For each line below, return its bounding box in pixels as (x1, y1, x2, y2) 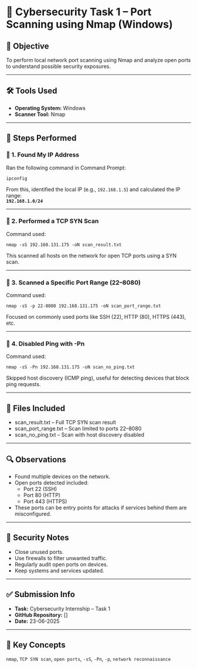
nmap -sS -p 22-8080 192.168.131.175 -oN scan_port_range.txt (6, 303, 161, 309)
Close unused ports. (14, 548, 64, 555)
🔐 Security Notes (6, 533, 69, 543)
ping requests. (6, 381, 41, 388)
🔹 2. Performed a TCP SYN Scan (6, 217, 99, 225)
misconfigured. (14, 510, 52, 517)
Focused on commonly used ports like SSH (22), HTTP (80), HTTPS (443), (6, 313, 186, 321)
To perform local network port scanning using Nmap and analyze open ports (6, 57, 191, 63)
